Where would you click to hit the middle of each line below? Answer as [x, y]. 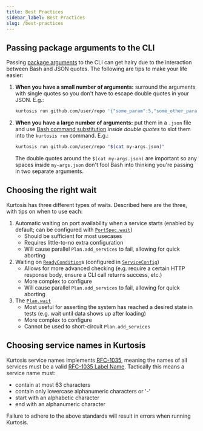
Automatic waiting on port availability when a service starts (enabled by [104, 223]
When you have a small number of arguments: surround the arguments [105, 87]
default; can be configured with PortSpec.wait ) [74, 229]
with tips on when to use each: [45, 211]
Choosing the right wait [52, 190]
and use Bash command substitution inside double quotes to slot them [103, 129]
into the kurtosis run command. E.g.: [62, 136]
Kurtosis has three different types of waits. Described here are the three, [97, 205]
